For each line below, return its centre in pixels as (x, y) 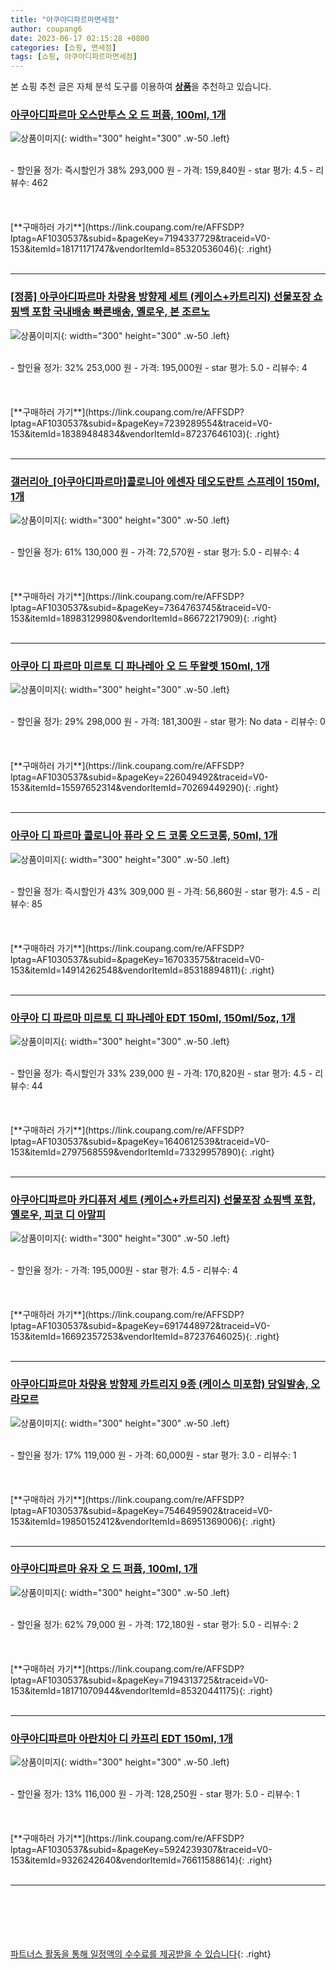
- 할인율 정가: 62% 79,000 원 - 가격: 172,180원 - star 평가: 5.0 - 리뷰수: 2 (154, 1624)
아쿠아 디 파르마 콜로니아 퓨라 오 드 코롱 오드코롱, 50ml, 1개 (144, 836)
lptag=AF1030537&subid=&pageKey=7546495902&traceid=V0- (141, 1510)
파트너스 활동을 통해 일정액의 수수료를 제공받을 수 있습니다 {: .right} (141, 1954)
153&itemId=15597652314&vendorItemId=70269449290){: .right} (144, 788)
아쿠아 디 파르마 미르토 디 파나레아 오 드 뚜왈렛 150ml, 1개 (140, 666)
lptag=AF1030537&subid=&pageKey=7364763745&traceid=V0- (141, 608)
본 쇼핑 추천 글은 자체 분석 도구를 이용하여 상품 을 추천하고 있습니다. (141, 87)
